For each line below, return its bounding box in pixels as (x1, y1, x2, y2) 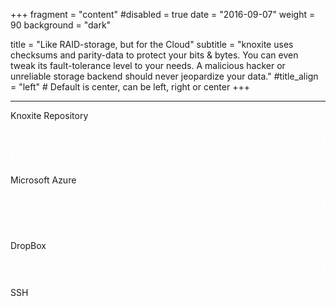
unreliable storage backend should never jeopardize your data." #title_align (10, 70, 319, 82)
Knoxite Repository (10, 110, 89, 121)
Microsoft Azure (10, 174, 77, 186)
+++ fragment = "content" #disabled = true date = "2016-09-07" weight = (10, 9, 316, 20)
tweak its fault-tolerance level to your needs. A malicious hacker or (10, 60, 286, 71)
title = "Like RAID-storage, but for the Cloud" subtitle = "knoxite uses (10, 39, 294, 50)
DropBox (10, 240, 47, 251)
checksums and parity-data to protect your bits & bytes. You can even (10, 49, 299, 61)
